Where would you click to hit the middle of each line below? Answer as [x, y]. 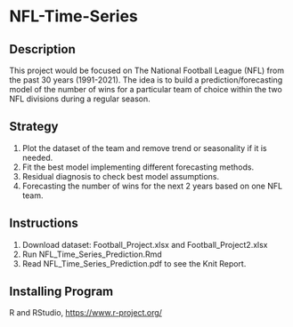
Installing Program [61, 292]
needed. [37, 157]
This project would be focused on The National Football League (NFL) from [147, 70]
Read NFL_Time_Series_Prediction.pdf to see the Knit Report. [134, 263]
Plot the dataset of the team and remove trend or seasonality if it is [144, 148]
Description [42, 49]
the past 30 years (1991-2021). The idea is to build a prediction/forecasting [146, 80]
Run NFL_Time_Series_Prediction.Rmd [92, 254]
